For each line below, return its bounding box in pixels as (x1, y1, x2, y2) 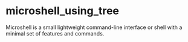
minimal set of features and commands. (5, 30, 105, 37)
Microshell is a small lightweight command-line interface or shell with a (5, 24, 183, 31)
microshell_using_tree (5, 4, 119, 18)
